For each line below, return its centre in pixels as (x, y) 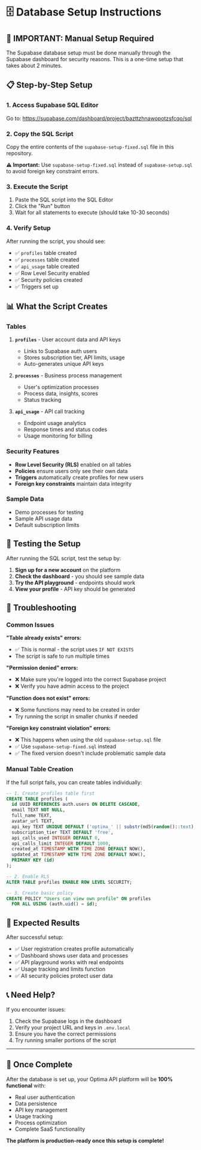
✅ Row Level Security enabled (52, 273)
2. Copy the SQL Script (40, 134)
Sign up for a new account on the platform (68, 570)
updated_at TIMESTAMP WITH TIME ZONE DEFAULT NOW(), (79, 855)
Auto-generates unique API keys (64, 364)
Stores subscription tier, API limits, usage (74, 357)
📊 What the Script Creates (57, 306)
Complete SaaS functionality (50, 1129)
